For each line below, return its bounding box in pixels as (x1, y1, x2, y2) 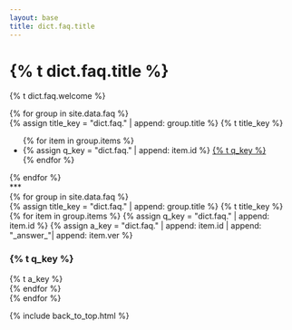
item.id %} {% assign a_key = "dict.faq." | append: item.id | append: (9, 220, 262, 231)
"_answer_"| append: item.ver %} (9, 230, 133, 241)
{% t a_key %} (9, 273, 63, 284)
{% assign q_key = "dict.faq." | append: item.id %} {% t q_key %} (22, 145, 267, 156)
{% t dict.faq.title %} (9, 61, 170, 82)
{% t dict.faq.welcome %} (9, 91, 106, 102)
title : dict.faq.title (9, 22, 95, 31)
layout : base (9, 13, 59, 23)
